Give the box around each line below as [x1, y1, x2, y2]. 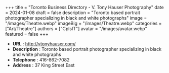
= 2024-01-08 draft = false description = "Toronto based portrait [5, 10, 140, 16]
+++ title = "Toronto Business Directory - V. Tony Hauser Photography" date [5, 5, 164, 10]
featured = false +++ [5, 31, 49, 37]
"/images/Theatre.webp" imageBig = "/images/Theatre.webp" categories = [5, 20, 162, 26]
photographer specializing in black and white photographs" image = [5, 15, 147, 21]
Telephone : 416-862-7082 [12, 57, 70, 62]
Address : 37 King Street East [12, 62, 75, 68]
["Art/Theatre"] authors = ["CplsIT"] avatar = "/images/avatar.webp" [5, 26, 148, 32]
